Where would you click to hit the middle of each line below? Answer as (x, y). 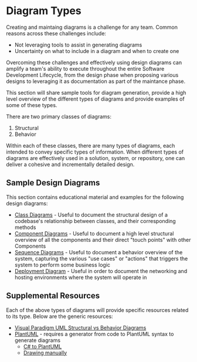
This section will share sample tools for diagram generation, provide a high (96, 92)
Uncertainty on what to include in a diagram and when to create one (97, 51)
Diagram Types (44, 11)
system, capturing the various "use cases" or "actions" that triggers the (101, 258)
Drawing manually (45, 353)
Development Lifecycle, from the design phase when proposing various (92, 75)
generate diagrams (37, 340)
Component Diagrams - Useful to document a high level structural (94, 233)
